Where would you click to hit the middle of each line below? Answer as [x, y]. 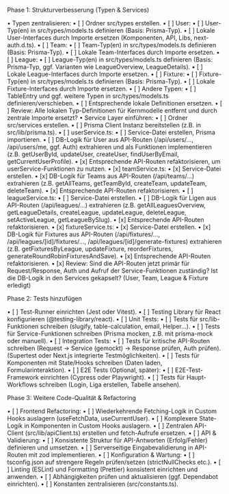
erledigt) [19, 285]
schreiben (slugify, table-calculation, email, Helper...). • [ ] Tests [130, 326]
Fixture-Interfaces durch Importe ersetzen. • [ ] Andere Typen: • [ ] [102, 89]
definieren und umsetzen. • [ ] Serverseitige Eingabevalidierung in [100, 447]
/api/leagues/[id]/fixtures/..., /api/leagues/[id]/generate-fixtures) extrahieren [114, 242]
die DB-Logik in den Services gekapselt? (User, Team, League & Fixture [108, 278]
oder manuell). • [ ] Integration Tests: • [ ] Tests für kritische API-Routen [109, 341]
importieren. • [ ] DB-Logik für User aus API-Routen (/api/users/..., [100, 139]
